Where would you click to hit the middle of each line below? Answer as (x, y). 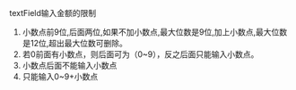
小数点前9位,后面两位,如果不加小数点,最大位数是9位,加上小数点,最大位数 (155, 32)
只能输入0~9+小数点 (60, 77)
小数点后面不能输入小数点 (70, 65)
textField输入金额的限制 (53, 13)
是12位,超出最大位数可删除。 (75, 43)
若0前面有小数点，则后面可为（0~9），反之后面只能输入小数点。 (140, 54)
